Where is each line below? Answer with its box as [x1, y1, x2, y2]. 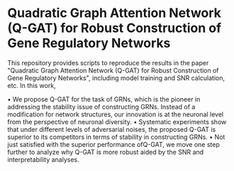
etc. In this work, [7, 81, 56, 89]
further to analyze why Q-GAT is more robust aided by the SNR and [7, 148, 204, 156]
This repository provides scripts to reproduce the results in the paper [7, 58, 209, 67]
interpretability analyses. [7, 155, 79, 164]
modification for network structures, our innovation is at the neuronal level [7, 110, 224, 118]
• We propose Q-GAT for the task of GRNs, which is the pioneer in [7, 94, 201, 104]
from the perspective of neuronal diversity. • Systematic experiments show [7, 117, 227, 126]
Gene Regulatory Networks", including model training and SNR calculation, [7, 73, 225, 82]
